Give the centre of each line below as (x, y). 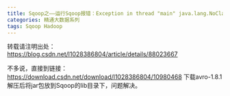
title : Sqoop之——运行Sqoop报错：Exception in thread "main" (91, 13)
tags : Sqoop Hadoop (35, 26)
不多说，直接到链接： (37, 69)
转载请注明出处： (31, 47)
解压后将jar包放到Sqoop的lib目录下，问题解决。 (74, 86)
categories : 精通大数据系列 (43, 20)
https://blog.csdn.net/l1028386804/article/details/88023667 (92, 54)
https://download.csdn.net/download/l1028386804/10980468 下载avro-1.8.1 (115, 77)
